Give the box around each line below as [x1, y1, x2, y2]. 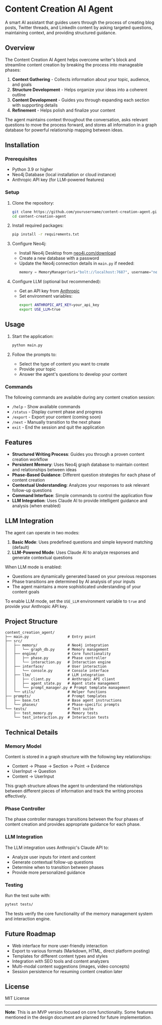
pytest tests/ [5, 902, 34, 907]
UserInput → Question [12, 769, 56, 774]
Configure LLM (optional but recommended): [12, 279, 101, 285]
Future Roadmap [5, 930, 56, 938]
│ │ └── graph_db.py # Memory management [5, 647, 109, 652]
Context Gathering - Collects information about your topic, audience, [12, 76, 150, 82]
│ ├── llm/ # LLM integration [5, 673, 105, 677]
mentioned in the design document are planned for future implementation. [5, 1014, 152, 1020]
